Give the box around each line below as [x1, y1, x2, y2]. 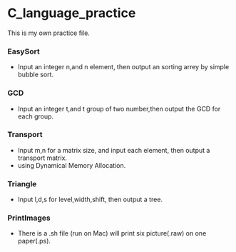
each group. [17, 112, 54, 121]
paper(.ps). [17, 237, 51, 246]
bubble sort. [17, 70, 54, 79]
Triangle [7, 178, 37, 188]
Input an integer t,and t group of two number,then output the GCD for [17, 104, 221, 113]
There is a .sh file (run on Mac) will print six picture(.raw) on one [17, 229, 207, 238]
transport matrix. [17, 153, 68, 162]
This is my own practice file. [7, 29, 91, 37]
